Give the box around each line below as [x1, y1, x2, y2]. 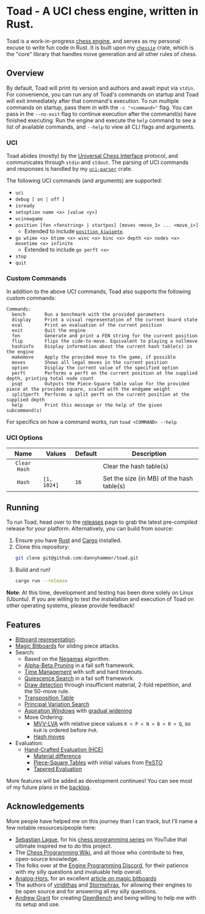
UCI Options [6, 434, 43, 442]
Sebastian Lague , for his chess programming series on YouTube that [15, 835, 187, 843]
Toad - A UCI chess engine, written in [6, 4, 199, 18]
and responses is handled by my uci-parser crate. [6, 165, 133, 173]
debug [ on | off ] [15, 196, 65, 202]
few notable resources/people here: [6, 824, 96, 831]
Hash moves [33, 733, 65, 740]
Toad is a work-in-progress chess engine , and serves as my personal [6, 37, 181, 45]
